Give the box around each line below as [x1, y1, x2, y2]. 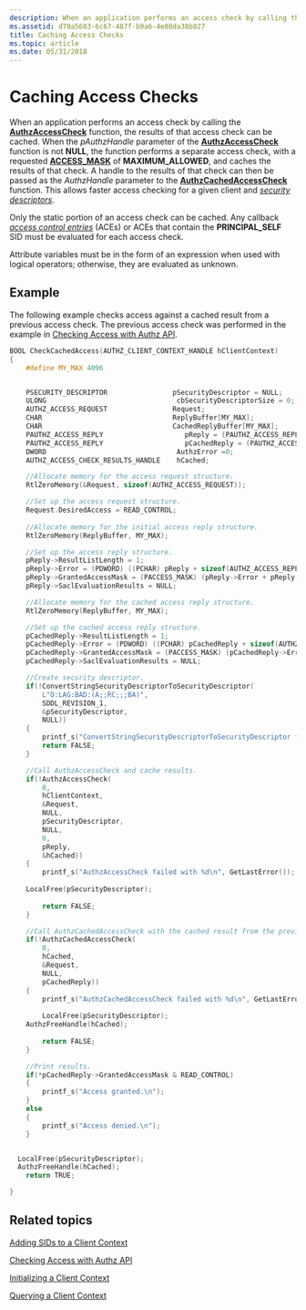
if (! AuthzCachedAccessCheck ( [25, 935, 137, 944]
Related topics [9, 1212, 93, 1228]
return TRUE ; [25, 1171, 76, 1180]
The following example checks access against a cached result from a [9, 309, 270, 320]
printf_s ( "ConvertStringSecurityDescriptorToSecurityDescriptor [42, 733, 291, 742]
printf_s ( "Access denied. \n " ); [42, 1121, 161, 1130]
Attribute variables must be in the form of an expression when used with [9, 249, 280, 260]
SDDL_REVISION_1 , [42, 699, 107, 708]
